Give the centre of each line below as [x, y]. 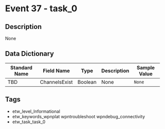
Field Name [56, 71]
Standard [22, 68]
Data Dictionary [29, 54]
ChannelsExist [56, 82]
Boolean [87, 82]
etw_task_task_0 [29, 122]
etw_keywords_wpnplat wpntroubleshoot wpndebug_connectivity [79, 116]
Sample [146, 68]
